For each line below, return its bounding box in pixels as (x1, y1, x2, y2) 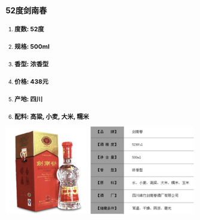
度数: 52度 (14, 25, 44, 33)
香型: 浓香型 (14, 60, 49, 69)
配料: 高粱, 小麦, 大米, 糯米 (14, 112, 90, 120)
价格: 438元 (14, 78, 49, 86)
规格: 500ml (14, 42, 50, 51)
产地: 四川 (14, 95, 43, 103)
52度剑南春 (5, 5, 47, 16)
